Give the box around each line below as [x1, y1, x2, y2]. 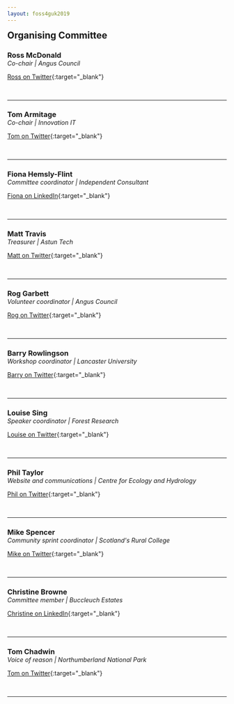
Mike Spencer [7, 527, 56, 537]
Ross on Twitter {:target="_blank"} [7, 72, 104, 81]
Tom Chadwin [7, 646, 56, 656]
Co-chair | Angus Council [7, 59, 81, 67]
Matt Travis [7, 229, 47, 239]
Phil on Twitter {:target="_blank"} [7, 490, 101, 498]
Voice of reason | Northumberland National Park [7, 655, 147, 664]
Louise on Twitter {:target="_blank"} [7, 430, 109, 439]
